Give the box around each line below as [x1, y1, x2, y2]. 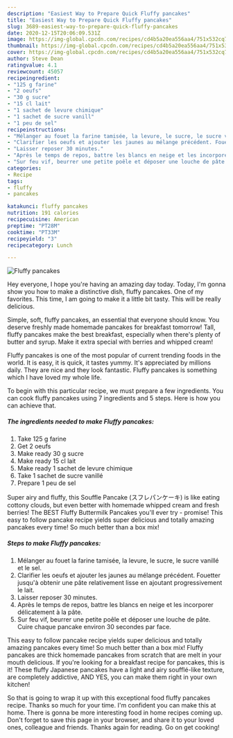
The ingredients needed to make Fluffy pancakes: [7, 417, 155, 425]
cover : [7, 49, 26, 56]
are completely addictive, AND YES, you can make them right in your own [7, 673, 217, 681]
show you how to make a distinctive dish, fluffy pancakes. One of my [7, 288, 204, 296]
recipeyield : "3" [7, 235, 58, 243]
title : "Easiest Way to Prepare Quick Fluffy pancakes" [7, 17, 172, 24]
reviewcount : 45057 [7, 68, 64, 75]
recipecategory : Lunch [7, 242, 73, 249]
